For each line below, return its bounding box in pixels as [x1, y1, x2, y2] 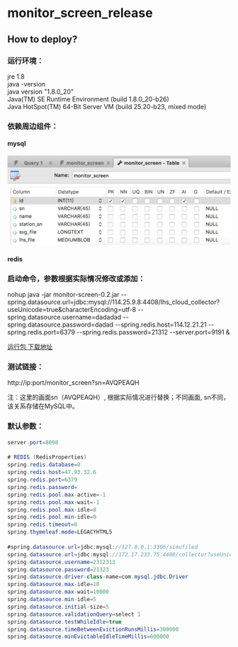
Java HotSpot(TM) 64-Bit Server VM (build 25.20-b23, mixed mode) [7, 102, 207, 111]
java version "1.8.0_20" [7, 87, 74, 96]
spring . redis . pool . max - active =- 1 [7, 491, 106, 498]
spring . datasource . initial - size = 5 [7, 603, 110, 610]
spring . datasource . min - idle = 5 [7, 596, 97, 603]
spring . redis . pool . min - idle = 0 [7, 514, 97, 521]
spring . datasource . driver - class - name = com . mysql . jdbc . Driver [7, 573, 189, 580]
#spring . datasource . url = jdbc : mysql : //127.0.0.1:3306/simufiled [7, 544, 198, 551]
